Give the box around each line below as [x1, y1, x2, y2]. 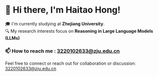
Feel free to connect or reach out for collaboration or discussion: [5, 60, 136, 66]
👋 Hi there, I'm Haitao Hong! [5, 4, 121, 16]
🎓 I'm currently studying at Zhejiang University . [5, 20, 105, 26]
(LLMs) [5, 35, 20, 41]
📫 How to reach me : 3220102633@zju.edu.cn [5, 47, 120, 54]
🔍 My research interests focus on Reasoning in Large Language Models [5, 28, 154, 34]
